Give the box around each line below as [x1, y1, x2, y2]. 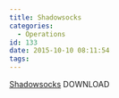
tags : [9, 54, 30, 63]
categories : [9, 21, 54, 30]
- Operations [17, 29, 66, 38]
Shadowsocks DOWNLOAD [9, 79, 110, 89]
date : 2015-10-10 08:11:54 [9, 46, 110, 55]
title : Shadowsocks [9, 12, 82, 22]
